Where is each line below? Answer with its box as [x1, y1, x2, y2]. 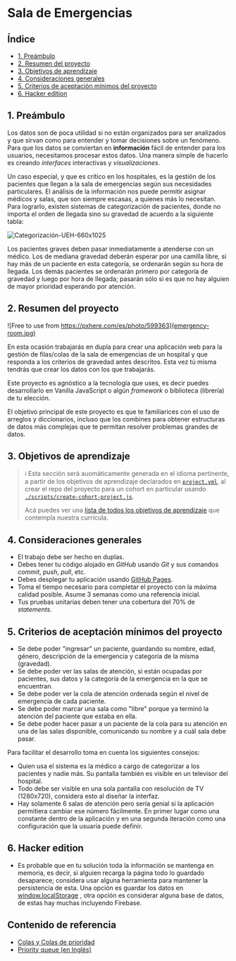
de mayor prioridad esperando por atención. [7, 282, 136, 290]
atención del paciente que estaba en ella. [17, 712, 137, 721]
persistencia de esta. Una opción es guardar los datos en [17, 883, 184, 892]
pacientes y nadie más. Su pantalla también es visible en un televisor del [17, 770, 228, 778]
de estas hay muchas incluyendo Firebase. [17, 898, 142, 907]
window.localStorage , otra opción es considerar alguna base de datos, [17, 891, 224, 900]
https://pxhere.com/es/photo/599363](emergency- [61, 321, 210, 330]
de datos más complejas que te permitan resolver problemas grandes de [7, 422, 218, 431]
